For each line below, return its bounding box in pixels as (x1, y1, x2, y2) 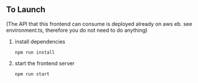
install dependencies (14, 38, 66, 45)
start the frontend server (14, 59, 75, 67)
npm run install (14, 49, 55, 55)
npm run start (14, 71, 50, 77)
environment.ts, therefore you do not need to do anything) (6, 26, 148, 34)
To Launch (6, 5, 46, 15)
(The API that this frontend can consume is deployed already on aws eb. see (6, 20, 193, 27)
